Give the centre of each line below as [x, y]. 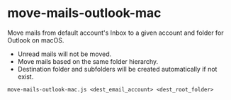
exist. [26, 77]
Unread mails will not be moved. [64, 54]
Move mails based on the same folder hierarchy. [88, 61]
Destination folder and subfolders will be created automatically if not [117, 69]
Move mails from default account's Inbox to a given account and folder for [116, 33]
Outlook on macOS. [36, 40]
